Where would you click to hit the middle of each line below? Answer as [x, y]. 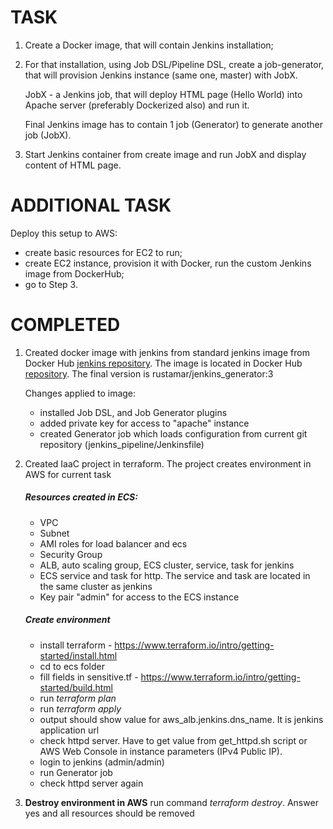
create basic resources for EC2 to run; [103, 252]
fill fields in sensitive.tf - [89, 677]
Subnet [54, 533]
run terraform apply [80, 708]
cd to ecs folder [72, 666]
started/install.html [78, 655]
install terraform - [76, 645]
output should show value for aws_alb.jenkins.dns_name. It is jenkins [181, 719]
